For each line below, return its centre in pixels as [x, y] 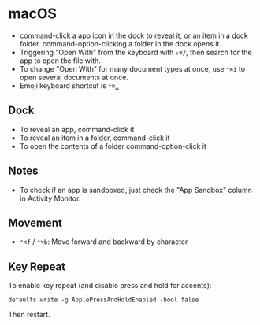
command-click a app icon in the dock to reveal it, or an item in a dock [134, 35]
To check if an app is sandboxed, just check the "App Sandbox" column [136, 190]
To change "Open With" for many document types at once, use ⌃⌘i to [132, 68]
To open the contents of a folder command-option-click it [113, 146]
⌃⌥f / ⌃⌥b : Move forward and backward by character [104, 242]
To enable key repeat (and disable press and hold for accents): [110, 286]
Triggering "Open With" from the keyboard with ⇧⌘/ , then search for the [136, 52]
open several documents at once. [74, 77]
